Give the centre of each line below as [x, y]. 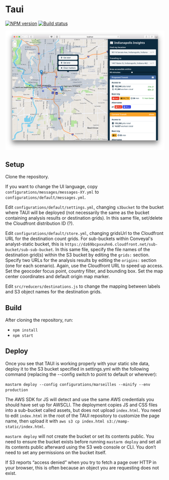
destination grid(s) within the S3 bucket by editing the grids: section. [78, 255]
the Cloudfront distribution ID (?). [40, 223]
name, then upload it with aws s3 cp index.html [55, 421]
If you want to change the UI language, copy [51, 187]
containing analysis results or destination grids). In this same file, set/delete [84, 218]
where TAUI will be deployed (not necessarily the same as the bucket [77, 213]
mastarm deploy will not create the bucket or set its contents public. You [80, 436]
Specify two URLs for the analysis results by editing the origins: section [81, 260]
